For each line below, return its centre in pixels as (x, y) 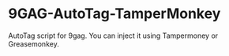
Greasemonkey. (34, 43)
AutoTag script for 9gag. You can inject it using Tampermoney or (113, 35)
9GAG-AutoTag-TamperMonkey (114, 14)
